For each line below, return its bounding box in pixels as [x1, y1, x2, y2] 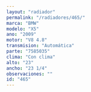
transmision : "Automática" [6, 43, 75, 49]
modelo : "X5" [6, 25, 39, 32]
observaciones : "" [6, 71, 53, 77]
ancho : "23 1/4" [6, 65, 47, 71]
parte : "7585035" [6, 48, 50, 54]
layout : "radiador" [6, 8, 56, 15]
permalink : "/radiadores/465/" [6, 15, 86, 21]
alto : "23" [6, 59, 34, 65]
